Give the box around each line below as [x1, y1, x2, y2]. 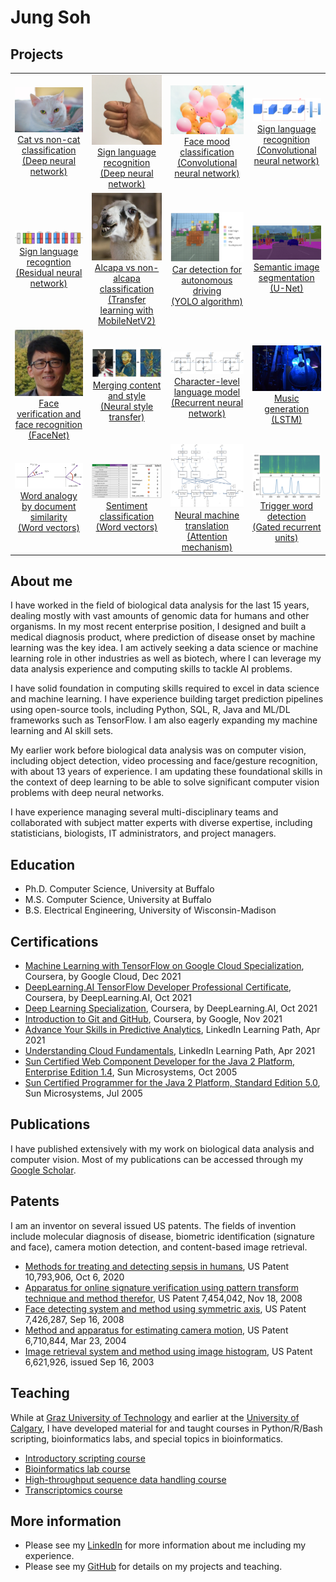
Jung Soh [10, 6, 92, 29]
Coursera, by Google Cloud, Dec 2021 [24, 971, 182, 983]
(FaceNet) [28, 429, 70, 441]
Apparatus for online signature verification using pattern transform [24, 1281, 299, 1293]
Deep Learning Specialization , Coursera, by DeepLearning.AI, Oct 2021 [24, 1002, 318, 1015]
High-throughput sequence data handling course [24, 1473, 227, 1485]
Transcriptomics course [24, 1484, 123, 1496]
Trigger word [259, 499, 314, 511]
